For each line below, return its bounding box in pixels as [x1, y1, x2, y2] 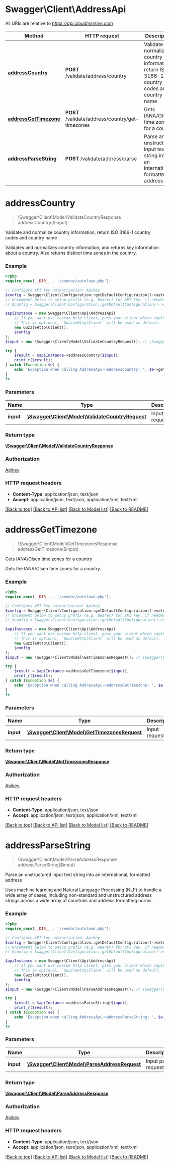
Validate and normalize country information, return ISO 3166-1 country [5, 229, 151, 235]
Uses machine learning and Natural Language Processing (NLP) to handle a [5, 887, 162, 893]
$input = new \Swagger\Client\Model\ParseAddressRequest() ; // [5, 987, 141, 992]
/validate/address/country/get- [65, 115, 139, 122]
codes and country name [5, 234, 57, 240]
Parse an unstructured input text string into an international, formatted [5, 871, 150, 878]
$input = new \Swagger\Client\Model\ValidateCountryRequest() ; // [5, 339, 147, 344]
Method [24, 32, 44, 39]
